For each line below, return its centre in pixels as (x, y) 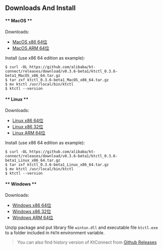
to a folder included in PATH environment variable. (55, 233)
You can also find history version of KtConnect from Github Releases (87, 242)
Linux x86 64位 (28, 120)
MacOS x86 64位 (30, 42)
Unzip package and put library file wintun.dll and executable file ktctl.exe (81, 227)
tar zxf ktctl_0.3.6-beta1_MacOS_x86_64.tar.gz (59, 80)
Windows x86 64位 (32, 205)
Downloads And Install (40, 8)
